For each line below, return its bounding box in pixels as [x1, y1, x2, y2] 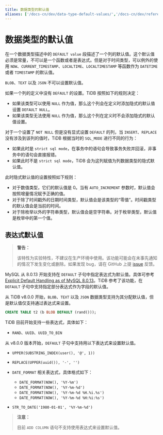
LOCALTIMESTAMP [86, 64, 117, 69]
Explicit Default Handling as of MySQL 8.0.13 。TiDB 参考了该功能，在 [5, 277, 143, 283]
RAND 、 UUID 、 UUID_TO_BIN [12, 330, 62, 336]
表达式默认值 [5, 231, 44, 239]
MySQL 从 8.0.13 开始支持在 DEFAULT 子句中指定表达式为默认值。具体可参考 [5, 272, 154, 277]
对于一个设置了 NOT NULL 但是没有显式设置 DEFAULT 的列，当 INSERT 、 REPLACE [5, 129, 157, 135]
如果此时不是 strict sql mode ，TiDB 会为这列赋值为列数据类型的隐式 [12, 158, 150, 164]
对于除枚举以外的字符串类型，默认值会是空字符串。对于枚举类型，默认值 [12, 209, 157, 215]
